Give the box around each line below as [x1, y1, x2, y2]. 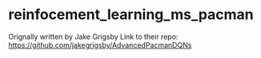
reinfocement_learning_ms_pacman [8, 6, 254, 24]
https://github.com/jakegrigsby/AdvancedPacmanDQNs [8, 40, 192, 49]
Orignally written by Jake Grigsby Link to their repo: [8, 32, 179, 41]
